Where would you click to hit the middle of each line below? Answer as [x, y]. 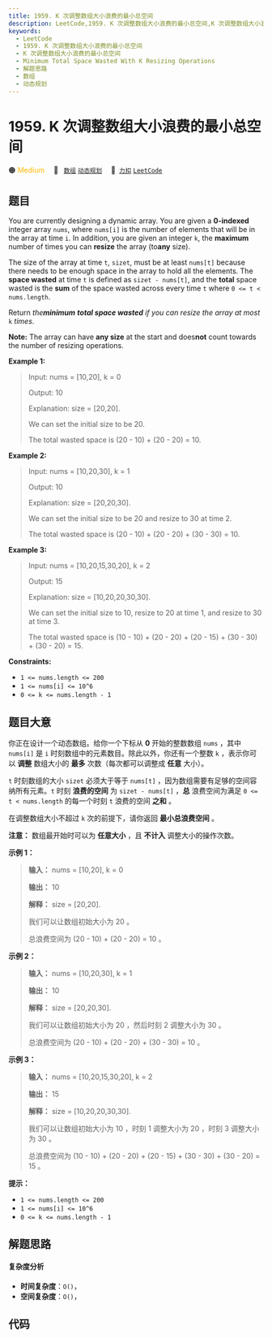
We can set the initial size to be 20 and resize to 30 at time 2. [130, 518]
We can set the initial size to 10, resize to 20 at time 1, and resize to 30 [145, 613]
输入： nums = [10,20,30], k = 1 [80, 974]
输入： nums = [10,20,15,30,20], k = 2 [90, 1077]
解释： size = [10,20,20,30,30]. [79, 1112]
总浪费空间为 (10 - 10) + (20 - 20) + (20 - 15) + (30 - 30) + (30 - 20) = [144, 1156]
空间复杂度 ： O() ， [51, 1296]
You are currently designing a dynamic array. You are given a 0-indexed [129, 221]
